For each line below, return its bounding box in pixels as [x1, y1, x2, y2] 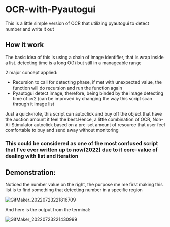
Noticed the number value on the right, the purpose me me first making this [5, 182, 163, 188]
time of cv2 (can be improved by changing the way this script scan [12, 95, 152, 101]
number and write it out [5, 25, 54, 32]
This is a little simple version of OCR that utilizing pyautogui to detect [5, 20, 150, 26]
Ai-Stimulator [5, 121, 33, 128]
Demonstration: [5, 168, 56, 177]
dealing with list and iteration [5, 152, 79, 159]
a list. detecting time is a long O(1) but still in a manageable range [5, 60, 142, 66]
